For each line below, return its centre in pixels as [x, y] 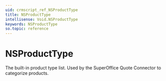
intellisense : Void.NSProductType [42, 19]
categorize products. [27, 73]
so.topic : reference [27, 29]
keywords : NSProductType [31, 24]
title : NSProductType [28, 15]
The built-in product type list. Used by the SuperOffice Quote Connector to [83, 68]
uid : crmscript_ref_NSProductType [42, 10]
